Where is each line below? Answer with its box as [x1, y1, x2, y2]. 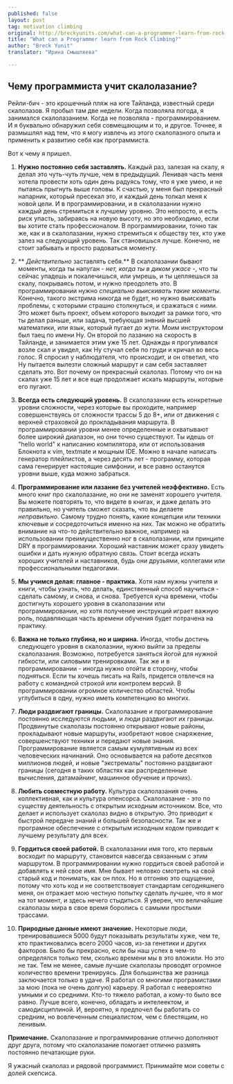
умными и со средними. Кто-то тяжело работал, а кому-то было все [17, 990, 222, 999]
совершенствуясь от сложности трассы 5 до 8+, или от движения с [17, 410, 220, 419]
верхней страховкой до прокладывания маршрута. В [17, 417, 176, 426]
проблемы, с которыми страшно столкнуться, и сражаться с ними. [17, 301, 218, 309]
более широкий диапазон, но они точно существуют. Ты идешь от [17, 432, 214, 441]
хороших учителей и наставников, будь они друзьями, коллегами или [17, 556, 225, 565]
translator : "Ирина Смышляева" [8, 49, 98, 56]
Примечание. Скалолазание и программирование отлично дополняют [8, 1033, 218, 1042]
